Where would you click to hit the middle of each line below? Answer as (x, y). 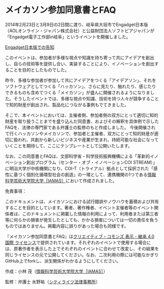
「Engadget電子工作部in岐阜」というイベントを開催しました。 (68, 37)
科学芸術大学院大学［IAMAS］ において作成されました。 (61, 181)
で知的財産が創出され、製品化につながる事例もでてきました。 (67, 105)
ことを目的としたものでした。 (39, 70)
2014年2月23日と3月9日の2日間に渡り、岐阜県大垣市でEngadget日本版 (77, 24)
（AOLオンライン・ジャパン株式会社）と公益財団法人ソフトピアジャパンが (80, 30)
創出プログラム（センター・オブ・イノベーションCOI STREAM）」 (92, 162)
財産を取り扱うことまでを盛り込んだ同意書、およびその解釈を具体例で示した (82, 121)
